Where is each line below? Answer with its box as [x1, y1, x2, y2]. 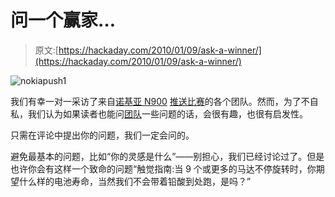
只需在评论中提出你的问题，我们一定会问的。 [10, 129, 195, 141]
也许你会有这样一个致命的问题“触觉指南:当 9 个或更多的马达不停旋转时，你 [10, 162, 317, 175]
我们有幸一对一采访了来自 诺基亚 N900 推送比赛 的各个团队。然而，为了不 [10, 95, 310, 107]
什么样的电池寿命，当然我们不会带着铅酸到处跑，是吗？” [18, 175, 252, 187]
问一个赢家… [10, 9, 117, 32]
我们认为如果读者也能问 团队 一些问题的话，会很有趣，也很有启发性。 [27, 107, 308, 120]
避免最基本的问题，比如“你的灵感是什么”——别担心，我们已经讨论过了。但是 [10, 150, 325, 162]
